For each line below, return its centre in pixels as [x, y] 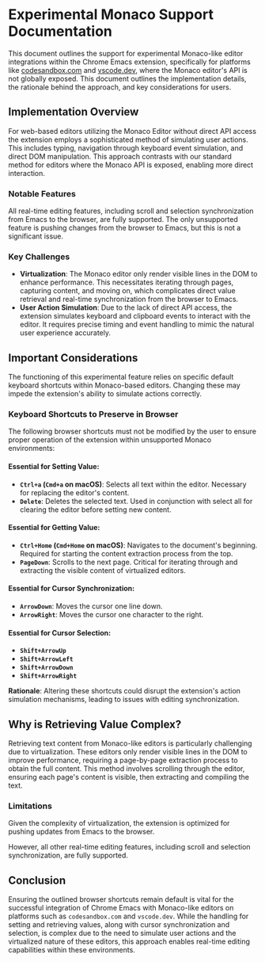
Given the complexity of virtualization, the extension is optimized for [119, 823]
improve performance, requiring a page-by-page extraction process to [123, 760]
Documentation [61, 31]
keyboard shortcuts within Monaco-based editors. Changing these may [124, 385]
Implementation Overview [74, 112]
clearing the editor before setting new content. [95, 510]
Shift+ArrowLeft [46, 659]
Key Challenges [39, 257]
